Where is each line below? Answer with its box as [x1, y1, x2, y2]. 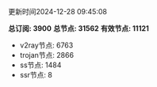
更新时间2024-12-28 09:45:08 [8, 7, 107, 16]
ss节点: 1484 [19, 60, 62, 70]
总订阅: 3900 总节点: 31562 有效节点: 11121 [8, 24, 149, 33]
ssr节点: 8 [19, 70, 53, 79]
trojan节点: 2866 [19, 51, 74, 59]
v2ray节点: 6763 [19, 40, 74, 50]
